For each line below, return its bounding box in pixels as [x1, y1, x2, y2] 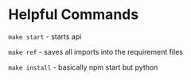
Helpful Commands [8, 6, 139, 24]
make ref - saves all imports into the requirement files [8, 47, 183, 56]
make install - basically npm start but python [8, 62, 158, 72]
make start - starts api [8, 32, 82, 41]
